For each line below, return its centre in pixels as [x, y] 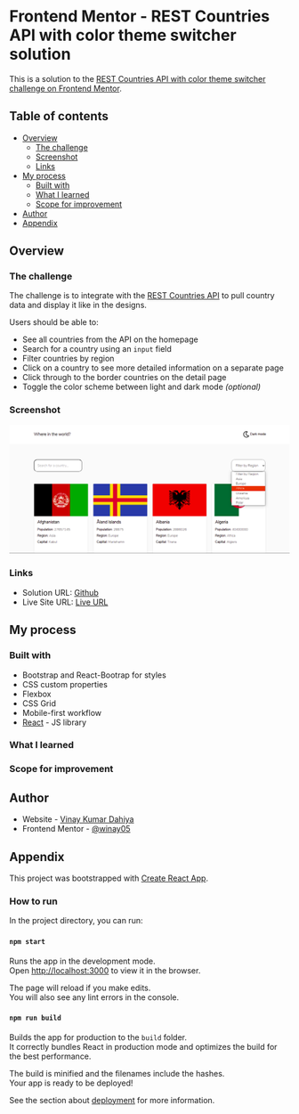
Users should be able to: [54, 322]
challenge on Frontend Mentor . [65, 88]
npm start [28, 941]
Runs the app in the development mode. [82, 961]
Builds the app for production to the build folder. [98, 1037]
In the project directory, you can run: [76, 921]
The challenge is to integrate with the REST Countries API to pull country [142, 296]
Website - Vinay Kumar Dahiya [78, 819]
